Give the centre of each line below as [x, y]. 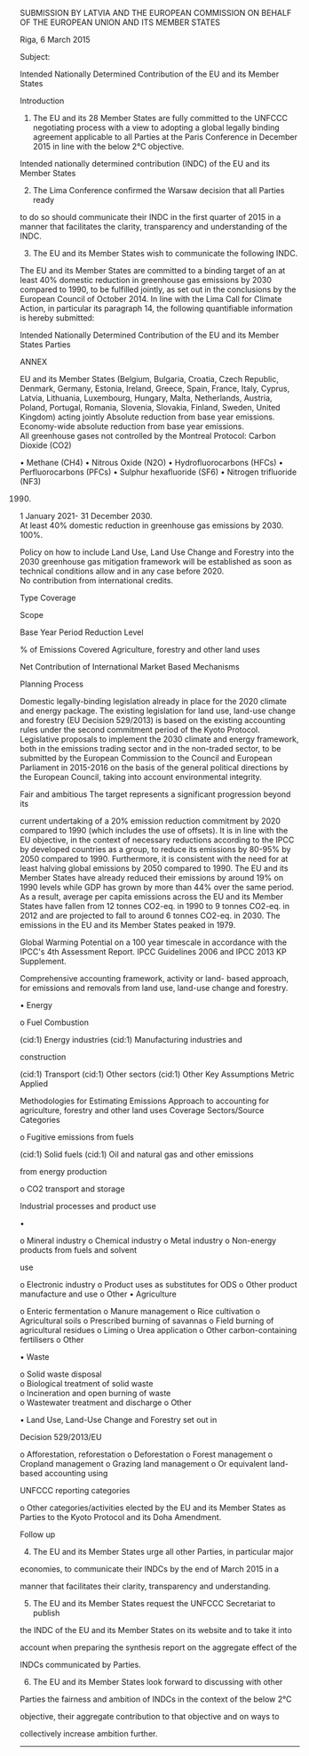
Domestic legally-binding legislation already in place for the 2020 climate [154, 701]
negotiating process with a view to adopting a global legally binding [156, 127]
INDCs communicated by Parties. [80, 1665]
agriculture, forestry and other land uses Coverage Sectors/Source [142, 1110]
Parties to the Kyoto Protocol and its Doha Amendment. [121, 1517]
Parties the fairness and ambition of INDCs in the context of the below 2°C [156, 1699]
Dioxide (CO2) [46, 445]
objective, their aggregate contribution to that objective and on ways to [150, 1716]
